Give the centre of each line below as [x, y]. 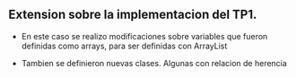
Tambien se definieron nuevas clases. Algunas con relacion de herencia [154, 63]
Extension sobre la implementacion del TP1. [133, 15]
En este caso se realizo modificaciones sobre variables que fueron [144, 36]
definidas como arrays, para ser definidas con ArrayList [124, 46]
